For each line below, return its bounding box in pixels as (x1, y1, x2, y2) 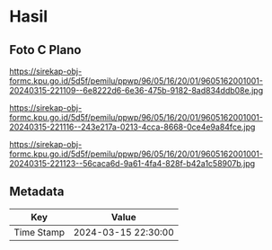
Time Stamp (13, 226, 66, 238)
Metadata (9, 184, 65, 200)
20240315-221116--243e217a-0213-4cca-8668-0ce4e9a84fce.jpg (9, 121, 256, 132)
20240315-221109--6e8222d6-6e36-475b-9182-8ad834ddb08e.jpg (9, 85, 264, 95)
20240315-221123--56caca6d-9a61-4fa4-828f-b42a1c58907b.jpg (9, 158, 256, 168)
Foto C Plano (9, 42, 82, 58)
